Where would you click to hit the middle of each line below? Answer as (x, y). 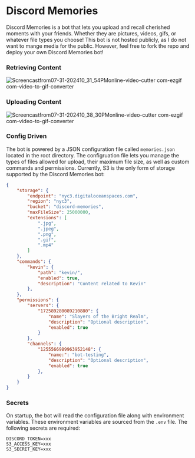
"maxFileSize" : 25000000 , (59, 212)
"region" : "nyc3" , (50, 202)
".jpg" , (47, 223)
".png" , (47, 234)
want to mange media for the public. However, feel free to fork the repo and (98, 46)
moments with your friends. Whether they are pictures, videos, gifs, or (91, 33)
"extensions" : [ (47, 218)
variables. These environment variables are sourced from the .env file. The (97, 422)
